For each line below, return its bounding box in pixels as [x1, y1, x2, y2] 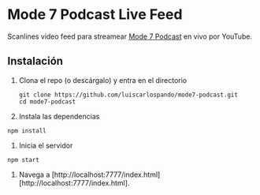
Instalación [7, 54, 64, 68]
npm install [7, 126, 46, 135]
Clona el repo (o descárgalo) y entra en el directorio [18, 75, 187, 84]
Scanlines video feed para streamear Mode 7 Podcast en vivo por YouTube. [7, 32, 253, 41]
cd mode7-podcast [18, 97, 76, 106]
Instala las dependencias [18, 111, 100, 121]
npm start [7, 156, 40, 163]
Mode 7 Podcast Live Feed [7, 6, 183, 24]
